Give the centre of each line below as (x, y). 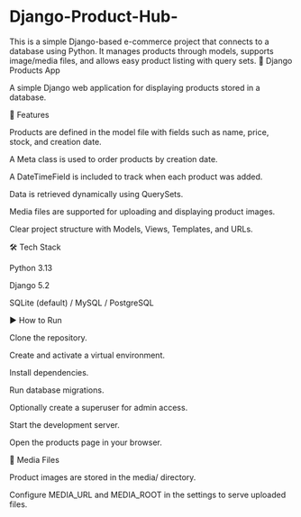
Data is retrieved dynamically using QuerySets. (96, 194)
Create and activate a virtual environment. (87, 355)
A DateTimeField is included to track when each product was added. (136, 177)
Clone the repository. (48, 337)
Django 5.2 (30, 285)
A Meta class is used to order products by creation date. (114, 159)
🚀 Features (29, 114)
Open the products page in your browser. (86, 442)
